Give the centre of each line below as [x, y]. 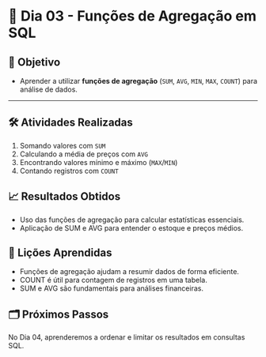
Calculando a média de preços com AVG [84, 154]
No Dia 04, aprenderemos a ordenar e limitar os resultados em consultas [127, 337]
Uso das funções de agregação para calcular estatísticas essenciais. [132, 220]
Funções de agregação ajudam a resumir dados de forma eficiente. [129, 272]
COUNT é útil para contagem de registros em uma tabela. [113, 280]
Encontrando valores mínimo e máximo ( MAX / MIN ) [99, 162]
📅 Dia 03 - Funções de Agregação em [133, 16]
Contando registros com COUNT [69, 171]
